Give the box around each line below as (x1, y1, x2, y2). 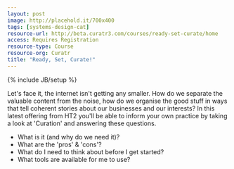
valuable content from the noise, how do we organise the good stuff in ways (7, 96, 228, 105)
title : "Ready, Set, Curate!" (7, 56, 96, 63)
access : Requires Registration (7, 37, 99, 44)
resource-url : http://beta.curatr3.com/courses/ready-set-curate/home (7, 30, 219, 37)
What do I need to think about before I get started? (17, 147, 164, 156)
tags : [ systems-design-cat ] (7, 23, 90, 30)
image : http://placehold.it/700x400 (7, 17, 115, 24)
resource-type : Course (7, 43, 74, 50)
